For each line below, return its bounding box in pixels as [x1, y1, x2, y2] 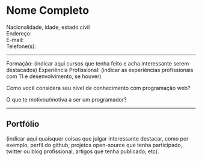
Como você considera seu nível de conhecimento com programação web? [6, 84, 191, 91]
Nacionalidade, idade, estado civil [6, 23, 90, 31]
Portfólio [6, 119, 40, 129]
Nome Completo [6, 4, 89, 17]
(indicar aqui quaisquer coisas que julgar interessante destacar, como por [6, 135, 189, 142]
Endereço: [6, 29, 32, 37]
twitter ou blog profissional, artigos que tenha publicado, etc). [6, 148, 159, 155]
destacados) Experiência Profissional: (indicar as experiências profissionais [6, 66, 194, 73]
